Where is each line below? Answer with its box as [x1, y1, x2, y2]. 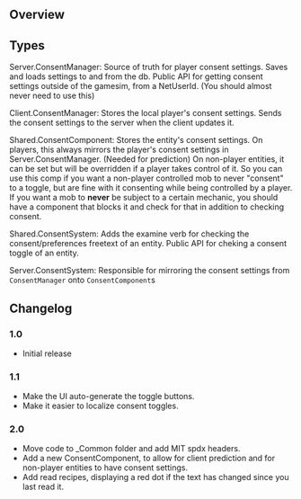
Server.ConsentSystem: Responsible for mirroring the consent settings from [9, 265, 290, 276]
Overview [9, 7, 66, 22]
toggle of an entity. [9, 247, 79, 259]
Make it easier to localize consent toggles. [22, 400, 179, 412]
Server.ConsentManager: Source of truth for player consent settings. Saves [9, 62, 288, 73]
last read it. [22, 481, 65, 493]
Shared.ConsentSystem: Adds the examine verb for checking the [9, 228, 250, 239]
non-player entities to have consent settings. [22, 462, 189, 473]
